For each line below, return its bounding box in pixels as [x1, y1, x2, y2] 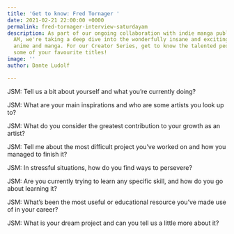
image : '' [7, 56, 36, 63]
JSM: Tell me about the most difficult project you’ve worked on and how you [7, 142, 226, 150]
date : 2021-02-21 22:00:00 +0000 [7, 17, 104, 24]
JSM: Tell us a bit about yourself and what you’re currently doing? [7, 87, 196, 95]
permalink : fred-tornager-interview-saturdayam [7, 23, 148, 30]
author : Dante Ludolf [7, 62, 70, 69]
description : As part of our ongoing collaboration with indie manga [7, 29, 214, 37]
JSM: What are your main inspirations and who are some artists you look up [7, 100, 224, 109]
